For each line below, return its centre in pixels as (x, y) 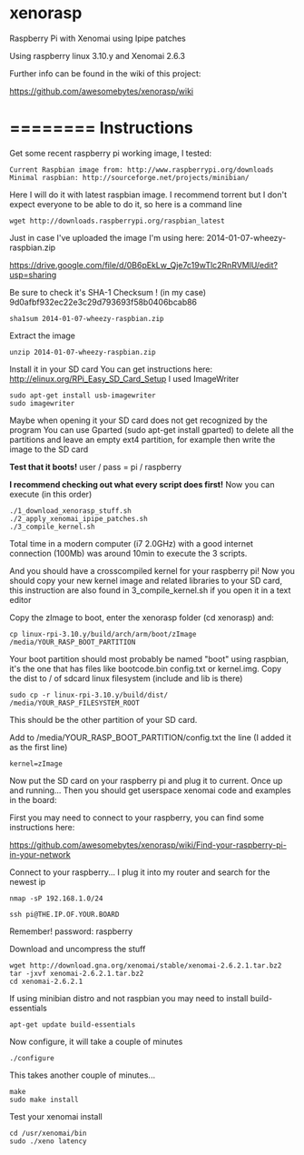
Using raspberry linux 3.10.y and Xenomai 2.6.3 (98, 55)
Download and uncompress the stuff (78, 949)
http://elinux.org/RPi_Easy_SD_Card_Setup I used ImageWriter (124, 378)
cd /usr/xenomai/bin (49, 1133)
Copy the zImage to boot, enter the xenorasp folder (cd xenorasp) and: (142, 618)
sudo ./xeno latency (49, 1141)
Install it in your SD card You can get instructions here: (111, 369)
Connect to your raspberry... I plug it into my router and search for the (140, 872)
